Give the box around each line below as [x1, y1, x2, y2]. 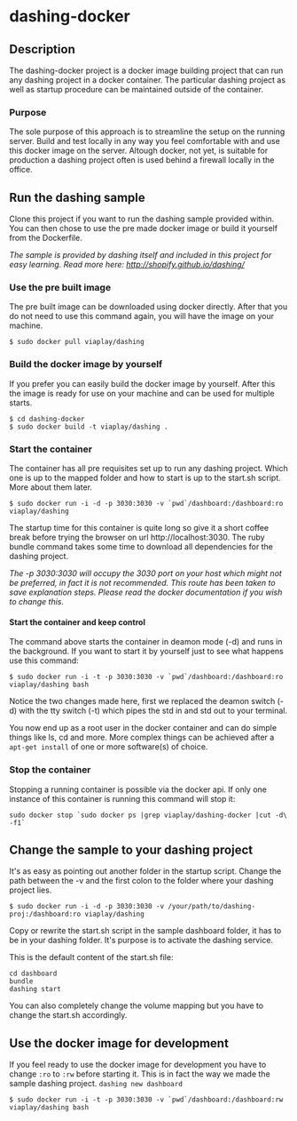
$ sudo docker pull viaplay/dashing [9, 338, 145, 347]
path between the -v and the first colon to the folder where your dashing [9, 876, 274, 886]
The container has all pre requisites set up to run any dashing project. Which [9, 463, 288, 473]
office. [9, 164, 33, 175]
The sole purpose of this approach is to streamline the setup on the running [9, 126, 285, 137]
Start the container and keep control [9, 616, 146, 628]
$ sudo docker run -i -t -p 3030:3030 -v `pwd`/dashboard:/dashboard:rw [9, 1095, 284, 1104]
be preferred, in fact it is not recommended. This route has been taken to [9, 578, 277, 588]
